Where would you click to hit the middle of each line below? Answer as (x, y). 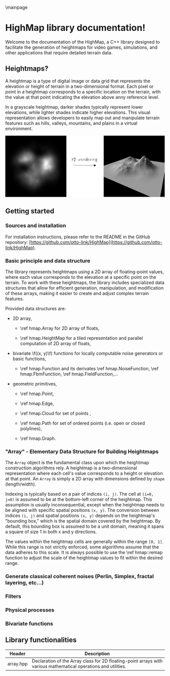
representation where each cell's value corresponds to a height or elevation (84, 473)
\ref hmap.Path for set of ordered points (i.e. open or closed (82, 423)
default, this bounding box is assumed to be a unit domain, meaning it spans (85, 526)
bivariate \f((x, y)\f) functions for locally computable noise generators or (88, 353)
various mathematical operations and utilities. (79, 666)
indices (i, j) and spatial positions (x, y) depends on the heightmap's (80, 516)
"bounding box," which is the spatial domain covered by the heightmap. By (83, 521)
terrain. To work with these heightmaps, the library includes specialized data (85, 282)
